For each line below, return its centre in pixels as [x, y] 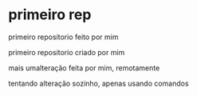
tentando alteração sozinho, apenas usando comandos [98, 83]
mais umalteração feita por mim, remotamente [84, 68]
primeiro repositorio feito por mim [63, 37]
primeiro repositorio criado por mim [67, 52]
